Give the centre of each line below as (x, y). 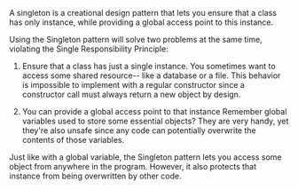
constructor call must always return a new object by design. (131, 94)
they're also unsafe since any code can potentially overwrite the (139, 131)
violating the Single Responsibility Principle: (89, 49)
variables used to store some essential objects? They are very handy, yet (155, 121)
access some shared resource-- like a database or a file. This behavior (151, 75)
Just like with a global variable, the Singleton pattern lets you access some (145, 157)
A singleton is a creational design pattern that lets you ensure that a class (143, 13)
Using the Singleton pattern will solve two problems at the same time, (136, 40)
